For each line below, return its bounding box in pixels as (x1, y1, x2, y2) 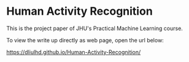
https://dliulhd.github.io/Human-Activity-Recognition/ (6, 48, 141, 56)
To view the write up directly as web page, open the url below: (6, 36, 164, 44)
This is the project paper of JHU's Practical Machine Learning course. (6, 25, 183, 32)
